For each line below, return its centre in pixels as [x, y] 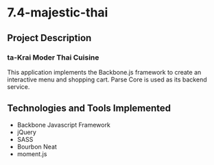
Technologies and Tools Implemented [89, 109]
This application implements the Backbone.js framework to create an [104, 72]
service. [19, 86]
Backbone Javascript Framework [64, 125]
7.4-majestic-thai [58, 13]
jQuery [26, 132]
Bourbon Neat [37, 147]
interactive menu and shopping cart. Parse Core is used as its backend [107, 79]
